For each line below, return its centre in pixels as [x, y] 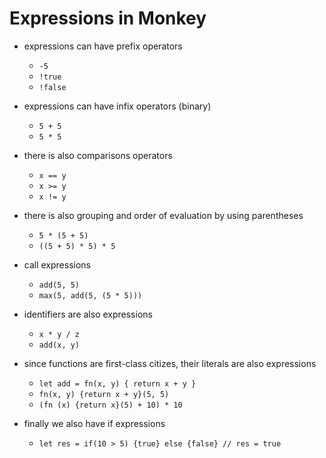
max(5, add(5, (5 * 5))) [90, 295]
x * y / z [59, 334]
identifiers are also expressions [88, 314]
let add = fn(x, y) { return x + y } [117, 383]
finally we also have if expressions [94, 423]
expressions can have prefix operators [103, 46]
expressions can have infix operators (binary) [117, 106]
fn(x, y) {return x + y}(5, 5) [104, 394]
